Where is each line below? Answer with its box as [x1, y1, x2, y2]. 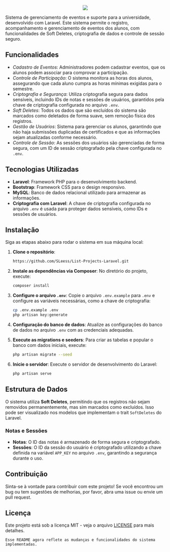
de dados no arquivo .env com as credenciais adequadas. [12, 327, 134, 333]
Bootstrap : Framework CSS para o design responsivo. [12, 184, 126, 190]
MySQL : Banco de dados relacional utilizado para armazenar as [12, 189, 146, 196]
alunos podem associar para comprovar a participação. [12, 69, 128, 76]
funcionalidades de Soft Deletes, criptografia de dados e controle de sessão [5, 30, 165, 37]
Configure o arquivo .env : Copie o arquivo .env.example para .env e [12, 293, 155, 299]
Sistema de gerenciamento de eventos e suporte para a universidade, [5, 14, 151, 20]
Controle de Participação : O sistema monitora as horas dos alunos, [12, 75, 153, 81]
